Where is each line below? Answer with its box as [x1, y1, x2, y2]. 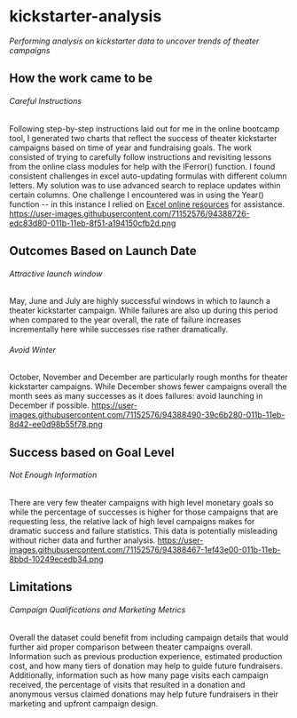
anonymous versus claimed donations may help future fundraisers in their [9, 689, 279, 699]
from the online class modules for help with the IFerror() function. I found [9, 161, 276, 172]
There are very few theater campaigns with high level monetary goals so [9, 497, 274, 507]
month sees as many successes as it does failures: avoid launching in [9, 391, 263, 402]
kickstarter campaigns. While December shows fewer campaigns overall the [9, 381, 287, 392]
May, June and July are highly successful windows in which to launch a [9, 296, 270, 307]
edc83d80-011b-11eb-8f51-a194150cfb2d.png [9, 218, 176, 228]
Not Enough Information [9, 469, 98, 481]
